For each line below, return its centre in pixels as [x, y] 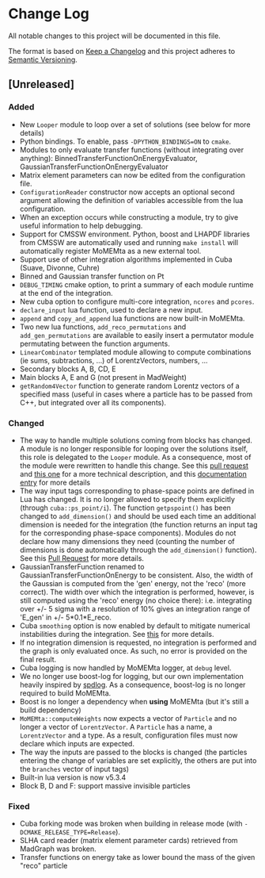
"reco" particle [44, 866]
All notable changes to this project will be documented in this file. [115, 36]
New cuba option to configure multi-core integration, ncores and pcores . [137, 301]
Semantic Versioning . [43, 59]
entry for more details [55, 482]
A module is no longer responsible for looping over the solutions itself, [134, 448]
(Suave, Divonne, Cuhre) [60, 267]
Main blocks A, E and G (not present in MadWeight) [103, 377]
